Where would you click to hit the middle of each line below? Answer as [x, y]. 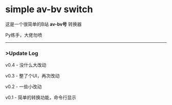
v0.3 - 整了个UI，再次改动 [33, 76]
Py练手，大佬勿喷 [24, 35]
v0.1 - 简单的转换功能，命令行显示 [41, 97]
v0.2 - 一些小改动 [24, 87]
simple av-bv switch [49, 9]
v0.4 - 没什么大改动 [26, 65]
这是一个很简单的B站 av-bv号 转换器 [44, 24]
